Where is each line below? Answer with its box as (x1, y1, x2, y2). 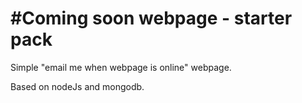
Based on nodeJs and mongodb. (10, 80, 145, 92)
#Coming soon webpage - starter (10, 7, 293, 30)
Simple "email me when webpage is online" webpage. (10, 61, 232, 73)
